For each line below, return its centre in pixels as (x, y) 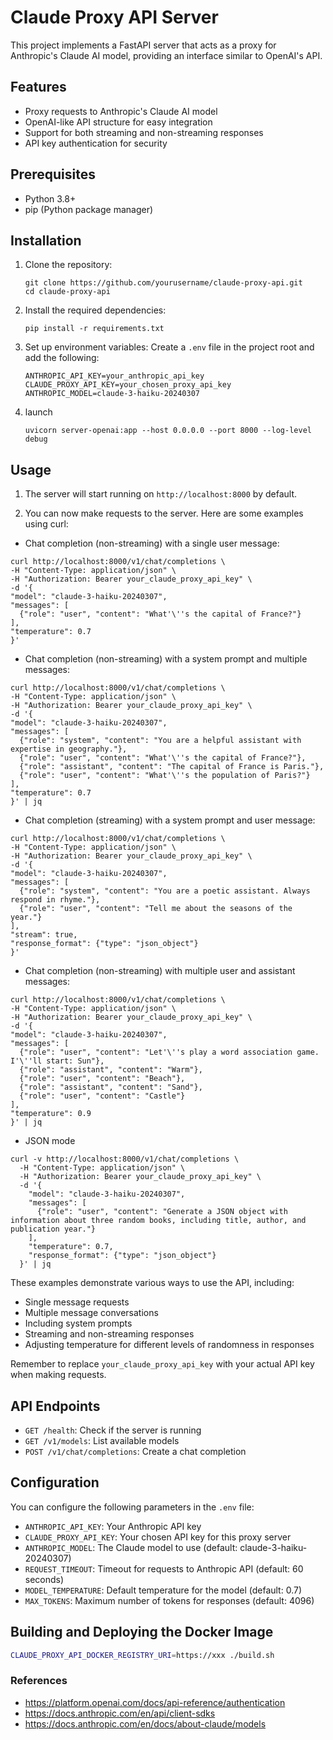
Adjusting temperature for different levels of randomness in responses (169, 1345)
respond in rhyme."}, (55, 900)
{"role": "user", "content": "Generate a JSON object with (162, 1212)
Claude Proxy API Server (114, 17)
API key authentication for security (96, 143)
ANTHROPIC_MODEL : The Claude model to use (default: (131, 1547)
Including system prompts (78, 1323)
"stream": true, (44, 935)
